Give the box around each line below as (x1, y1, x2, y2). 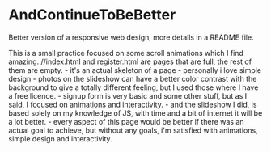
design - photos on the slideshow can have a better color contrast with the (8, 74, 257, 83)
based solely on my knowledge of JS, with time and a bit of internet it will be (8, 108, 263, 118)
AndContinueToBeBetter (8, 6, 176, 24)
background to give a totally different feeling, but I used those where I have (8, 82, 259, 92)
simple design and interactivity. (8, 133, 112, 143)
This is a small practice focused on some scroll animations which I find (8, 48, 244, 57)
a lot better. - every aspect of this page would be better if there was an (8, 116, 244, 126)
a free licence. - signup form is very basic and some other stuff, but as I (8, 91, 248, 100)
